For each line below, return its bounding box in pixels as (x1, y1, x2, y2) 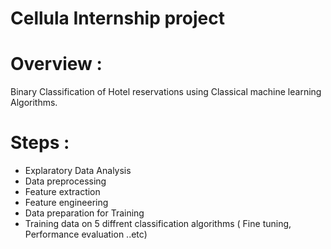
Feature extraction (24, 186, 101, 198)
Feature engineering (24, 197, 109, 209)
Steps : (10, 132, 70, 154)
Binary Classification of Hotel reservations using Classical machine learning (10, 86, 322, 98)
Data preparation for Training (24, 207, 145, 219)
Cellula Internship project (10, 7, 225, 30)
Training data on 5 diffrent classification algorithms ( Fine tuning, (24, 218, 292, 230)
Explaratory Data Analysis (24, 165, 132, 177)
